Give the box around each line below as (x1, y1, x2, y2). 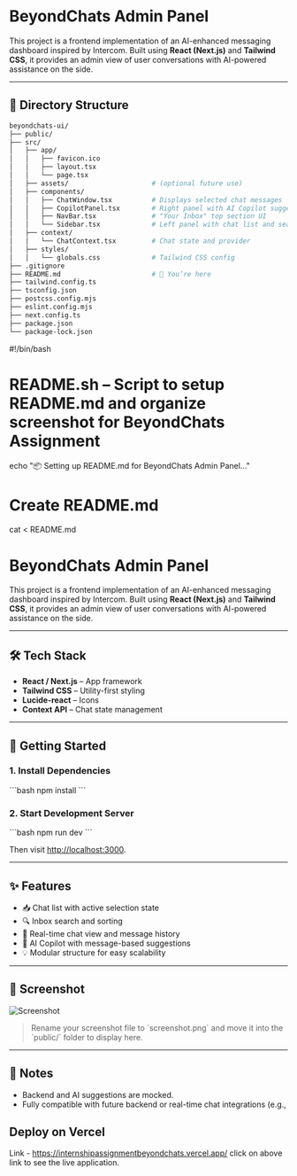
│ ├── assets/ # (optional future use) (9, 179, 243, 188)
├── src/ (9, 137, 42, 147)
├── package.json (9, 319, 73, 328)
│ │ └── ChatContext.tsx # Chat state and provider (9, 237, 251, 245)
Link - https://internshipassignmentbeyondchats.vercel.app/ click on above (9, 1148, 283, 1158)
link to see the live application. (9, 1157, 119, 1168)
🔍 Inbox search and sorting (21, 915, 124, 926)
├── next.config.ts (9, 310, 81, 320)
